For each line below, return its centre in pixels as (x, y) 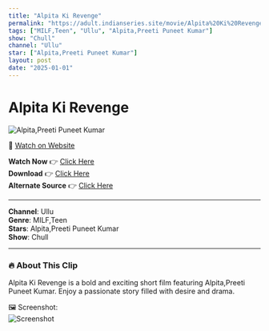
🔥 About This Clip (43, 265)
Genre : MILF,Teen (38, 220)
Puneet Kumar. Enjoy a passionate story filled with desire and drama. (121, 291)
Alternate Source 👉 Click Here (61, 185)
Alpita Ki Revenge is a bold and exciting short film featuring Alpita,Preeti (127, 282)
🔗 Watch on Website (42, 145)
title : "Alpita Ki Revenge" (55, 16)
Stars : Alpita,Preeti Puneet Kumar (64, 228)
